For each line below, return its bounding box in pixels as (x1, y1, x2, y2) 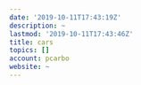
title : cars (9, 37, 54, 47)
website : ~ (9, 63, 50, 72)
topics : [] (9, 46, 50, 55)
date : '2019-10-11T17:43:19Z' (9, 12, 122, 22)
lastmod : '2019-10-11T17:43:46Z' (9, 29, 134, 38)
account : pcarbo (9, 54, 70, 63)
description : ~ (9, 21, 66, 30)
